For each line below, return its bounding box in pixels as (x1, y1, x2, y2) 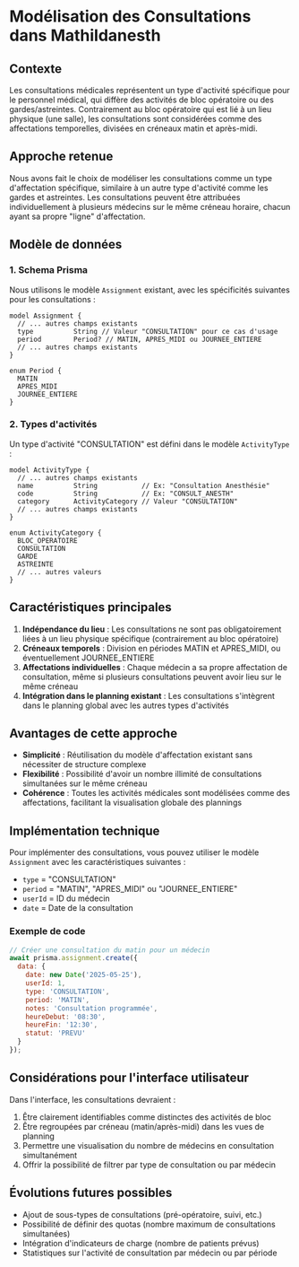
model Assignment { (9, 311, 82, 320)
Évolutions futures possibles (9, 1185, 173, 1201)
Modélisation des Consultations (9, 6, 252, 27)
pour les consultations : (9, 293, 96, 304)
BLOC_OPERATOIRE (17, 536, 78, 545)
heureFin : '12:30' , (25, 1020, 98, 1029)
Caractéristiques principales (9, 599, 172, 616)
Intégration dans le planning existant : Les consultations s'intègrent (21, 690, 276, 701)
